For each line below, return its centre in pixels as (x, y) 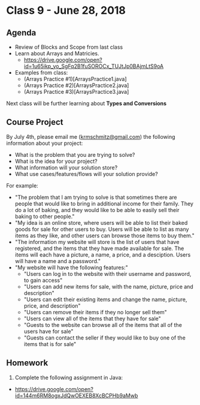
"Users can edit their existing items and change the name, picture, (105, 299)
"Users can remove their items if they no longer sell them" (96, 312)
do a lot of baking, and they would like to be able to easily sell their (97, 210)
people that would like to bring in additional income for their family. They (104, 203)
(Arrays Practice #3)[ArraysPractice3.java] (76, 92)
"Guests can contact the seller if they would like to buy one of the (104, 338)
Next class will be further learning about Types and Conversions (86, 103)
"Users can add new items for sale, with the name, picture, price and (108, 287)
